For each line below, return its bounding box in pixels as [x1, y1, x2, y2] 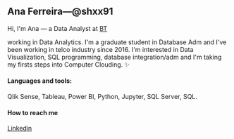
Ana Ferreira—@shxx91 [7, 6, 113, 18]
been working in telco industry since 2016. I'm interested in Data [7, 45, 194, 53]
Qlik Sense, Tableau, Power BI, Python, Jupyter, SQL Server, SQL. [7, 93, 197, 101]
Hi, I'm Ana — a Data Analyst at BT [7, 24, 108, 32]
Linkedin [7, 124, 32, 133]
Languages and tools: [7, 77, 73, 85]
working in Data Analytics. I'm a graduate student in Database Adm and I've [7, 38, 227, 46]
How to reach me [7, 108, 58, 117]
